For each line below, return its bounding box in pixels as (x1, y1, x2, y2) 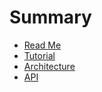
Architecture (23, 60, 76, 72)
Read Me (23, 39, 62, 51)
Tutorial (23, 49, 56, 61)
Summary (9, 6, 92, 29)
